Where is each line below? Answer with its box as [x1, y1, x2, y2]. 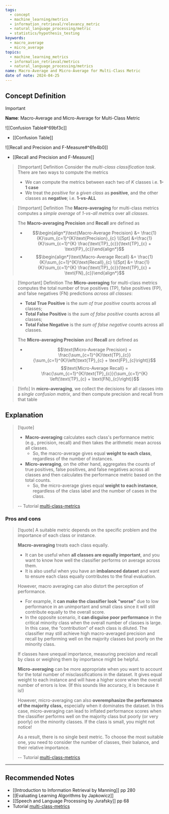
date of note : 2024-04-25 [5, 73, 59, 78]
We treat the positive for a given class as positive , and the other [25, 190, 158, 196]
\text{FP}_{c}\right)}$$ [109, 357, 156, 363]
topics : [5, 49, 22, 55]
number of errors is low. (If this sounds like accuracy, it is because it [17, 682, 159, 688]
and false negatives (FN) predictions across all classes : [17, 290, 133, 296]
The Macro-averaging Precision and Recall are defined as [17, 220, 140, 226]
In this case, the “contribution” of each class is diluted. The [25, 625, 147, 631]
